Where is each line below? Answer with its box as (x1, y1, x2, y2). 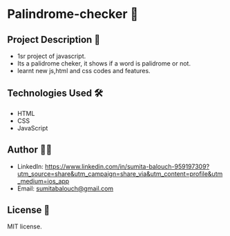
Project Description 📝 (7, 34, 101, 46)
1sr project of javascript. (17, 52, 86, 60)
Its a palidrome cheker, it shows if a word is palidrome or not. (17, 59, 191, 68)
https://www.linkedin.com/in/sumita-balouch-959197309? (44, 162, 210, 170)
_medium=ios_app (17, 177, 70, 185)
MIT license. (7, 222, 43, 230)
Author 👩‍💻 (7, 144, 52, 156)
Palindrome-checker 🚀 (7, 6, 139, 22)
